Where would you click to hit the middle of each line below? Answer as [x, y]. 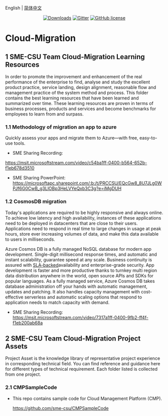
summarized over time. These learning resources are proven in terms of [79, 103]
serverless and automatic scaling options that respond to [83, 297]
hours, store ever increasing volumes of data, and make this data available [82, 234]
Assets [16, 346]
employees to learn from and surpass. [44, 114]
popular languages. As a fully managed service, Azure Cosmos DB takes [80, 281]
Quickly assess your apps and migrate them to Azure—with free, [72, 138]
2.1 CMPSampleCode [31, 387]
